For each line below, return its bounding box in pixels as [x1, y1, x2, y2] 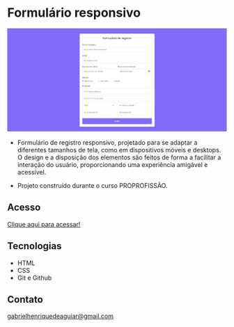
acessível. [17, 168, 47, 176]
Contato [7, 294, 43, 305]
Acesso [7, 202, 41, 214]
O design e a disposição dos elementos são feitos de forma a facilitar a [17, 153, 221, 161]
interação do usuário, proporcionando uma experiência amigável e [17, 160, 208, 168]
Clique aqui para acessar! [7, 220, 81, 228]
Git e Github [17, 273, 52, 282]
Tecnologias [7, 240, 62, 252]
